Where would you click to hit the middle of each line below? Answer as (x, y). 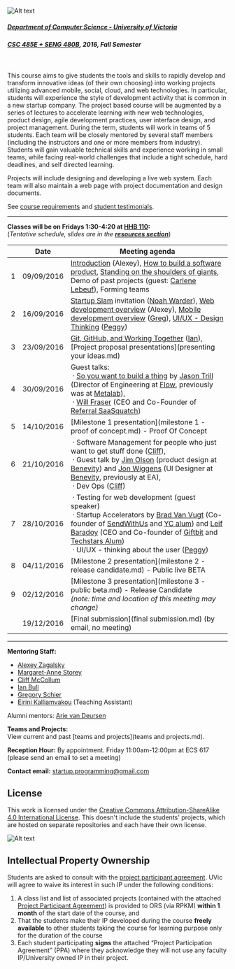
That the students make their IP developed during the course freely (114, 920)
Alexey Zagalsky (41, 665)
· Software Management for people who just (144, 443)
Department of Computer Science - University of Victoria (92, 27)
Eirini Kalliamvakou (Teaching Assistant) (75, 702)
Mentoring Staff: (32, 652)
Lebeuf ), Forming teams (110, 289)
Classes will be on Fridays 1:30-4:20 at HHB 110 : (79, 227)
